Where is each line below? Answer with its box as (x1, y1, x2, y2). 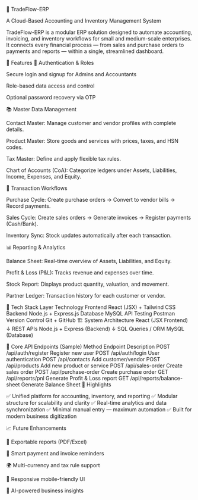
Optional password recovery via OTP (6, 94, 96, 101)
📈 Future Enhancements (6, 424, 66, 432)
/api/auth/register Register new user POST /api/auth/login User (6, 349, 160, 357)
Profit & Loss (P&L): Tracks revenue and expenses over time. (6, 269, 154, 276)
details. (6, 126, 24, 133)
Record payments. (6, 202, 51, 210)
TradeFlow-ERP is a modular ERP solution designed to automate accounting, (6, 29, 193, 36)
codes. (6, 143, 23, 151)
